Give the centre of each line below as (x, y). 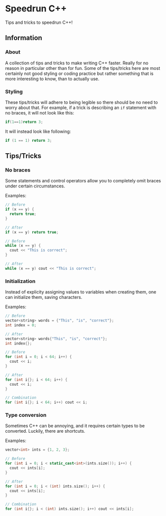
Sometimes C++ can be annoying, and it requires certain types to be (75, 426)
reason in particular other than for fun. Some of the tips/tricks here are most (83, 68)
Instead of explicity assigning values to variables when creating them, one (81, 292)
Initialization (20, 281)
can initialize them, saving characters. (44, 297)
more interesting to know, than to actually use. (52, 79)
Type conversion (26, 415)
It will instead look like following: (38, 131)
